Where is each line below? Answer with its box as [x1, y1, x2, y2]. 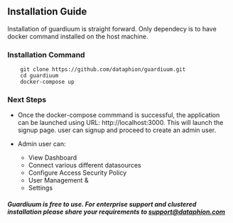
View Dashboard [28, 153, 77, 162]
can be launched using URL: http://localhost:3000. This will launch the [17, 119, 224, 127]
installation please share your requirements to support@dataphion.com [7, 207, 226, 216]
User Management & [28, 176, 89, 185]
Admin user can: [17, 140, 66, 148]
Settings [28, 184, 53, 192]
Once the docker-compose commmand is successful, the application [17, 111, 220, 119]
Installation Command [7, 50, 85, 60]
